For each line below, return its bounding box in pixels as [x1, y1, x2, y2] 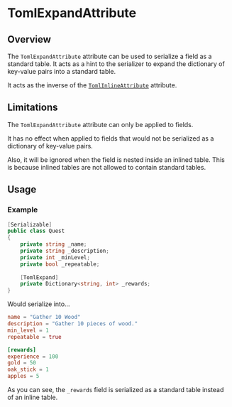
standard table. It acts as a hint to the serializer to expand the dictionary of [7, 60, 225, 68]
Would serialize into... [7, 300, 70, 308]
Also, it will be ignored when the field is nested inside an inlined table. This [7, 155, 225, 164]
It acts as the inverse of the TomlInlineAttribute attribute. [7, 81, 177, 89]
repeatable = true [7, 333, 62, 340]
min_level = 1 [7, 327, 50, 334]
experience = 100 [7, 353, 59, 360]
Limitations [7, 102, 58, 114]
